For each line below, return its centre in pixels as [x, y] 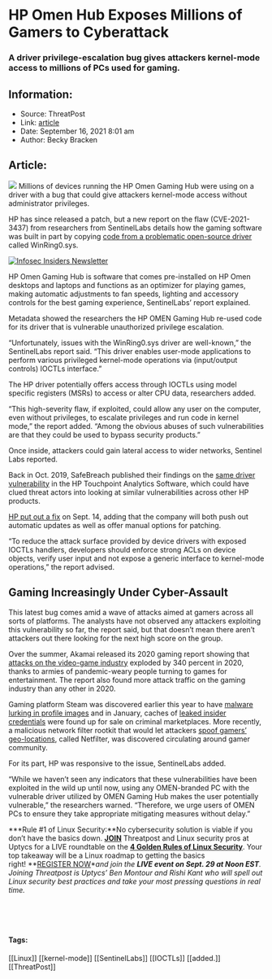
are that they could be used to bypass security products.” [104, 435]
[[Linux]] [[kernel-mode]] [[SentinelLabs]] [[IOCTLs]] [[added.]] [114, 958]
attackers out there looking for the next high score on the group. [116, 638]
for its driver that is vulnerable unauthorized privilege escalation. [117, 326]
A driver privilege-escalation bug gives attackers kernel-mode [134, 58]
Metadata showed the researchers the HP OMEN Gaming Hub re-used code [135, 318]
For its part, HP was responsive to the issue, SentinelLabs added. [117, 763]
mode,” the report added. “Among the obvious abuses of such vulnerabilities [136, 426]
